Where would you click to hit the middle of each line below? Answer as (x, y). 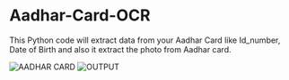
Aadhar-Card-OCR (80, 16)
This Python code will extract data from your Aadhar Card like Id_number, (145, 40)
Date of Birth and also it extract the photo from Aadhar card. (120, 49)
